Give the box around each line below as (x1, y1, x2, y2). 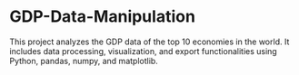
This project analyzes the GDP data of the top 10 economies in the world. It (9, 36, 290, 47)
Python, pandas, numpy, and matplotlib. (9, 55, 159, 66)
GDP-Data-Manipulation (9, 6, 195, 27)
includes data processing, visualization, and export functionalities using (9, 45, 277, 56)
